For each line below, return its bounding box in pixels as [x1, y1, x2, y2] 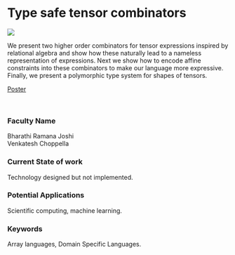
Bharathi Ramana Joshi [7, 132, 74, 140]
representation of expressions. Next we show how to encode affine [7, 56, 201, 65]
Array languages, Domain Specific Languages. [7, 240, 142, 249]
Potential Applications [7, 190, 85, 200]
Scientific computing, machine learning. [7, 206, 123, 215]
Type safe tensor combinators [7, 5, 187, 21]
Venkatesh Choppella [7, 139, 69, 148]
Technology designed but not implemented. [7, 173, 133, 181]
